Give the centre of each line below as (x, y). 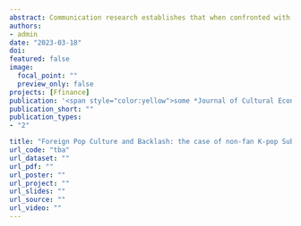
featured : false (39, 59)
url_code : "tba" (39, 150)
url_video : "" (36, 208)
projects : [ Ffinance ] (50, 92)
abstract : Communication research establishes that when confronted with (150, 17)
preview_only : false (56, 84)
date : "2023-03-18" (46, 42)
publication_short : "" (52, 109)
